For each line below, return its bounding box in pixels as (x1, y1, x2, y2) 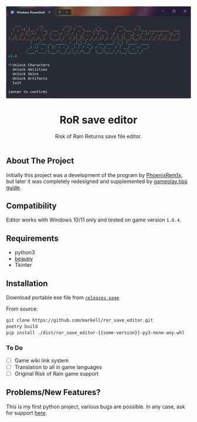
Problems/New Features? (6, 387, 101, 397)
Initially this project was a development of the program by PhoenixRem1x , (6, 171, 183, 178)
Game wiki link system (14, 357, 69, 364)
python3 (14, 249, 35, 256)
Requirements (6, 233, 59, 243)
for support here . (6, 409, 47, 416)
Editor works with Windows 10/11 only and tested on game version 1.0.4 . (6, 216, 182, 223)
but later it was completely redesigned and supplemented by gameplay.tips (6, 178, 188, 185)
